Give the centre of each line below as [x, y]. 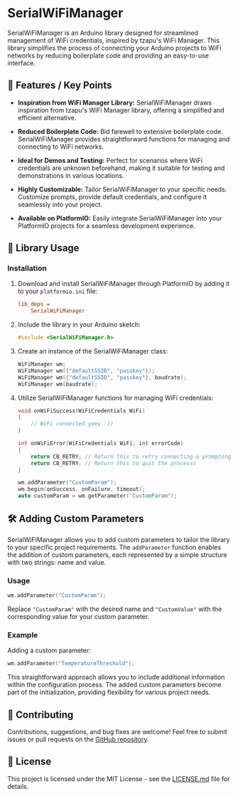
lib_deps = [34, 304]
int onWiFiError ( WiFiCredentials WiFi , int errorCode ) [101, 444]
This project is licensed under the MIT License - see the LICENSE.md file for [119, 779]
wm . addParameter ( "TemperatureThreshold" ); [71, 664]
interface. [21, 63]
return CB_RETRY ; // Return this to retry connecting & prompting [131, 457]
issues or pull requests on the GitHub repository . [78, 739]
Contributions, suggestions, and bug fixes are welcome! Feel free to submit [117, 732]
